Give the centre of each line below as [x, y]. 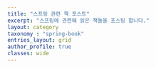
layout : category [33, 27]
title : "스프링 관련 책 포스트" [49, 14]
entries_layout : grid [40, 40]
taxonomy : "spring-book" [46, 34]
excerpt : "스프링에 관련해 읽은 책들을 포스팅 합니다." [78, 21]
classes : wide [28, 54]
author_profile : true [40, 47]
